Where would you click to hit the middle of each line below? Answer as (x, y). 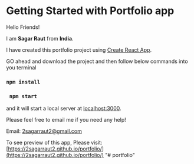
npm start (23, 96)
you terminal (21, 67)
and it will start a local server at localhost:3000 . (64, 108)
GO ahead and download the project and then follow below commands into (97, 61)
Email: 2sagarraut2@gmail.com (44, 131)
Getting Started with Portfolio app (90, 11)
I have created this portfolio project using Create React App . (79, 50)
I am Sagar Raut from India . (40, 38)
